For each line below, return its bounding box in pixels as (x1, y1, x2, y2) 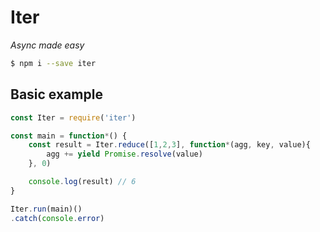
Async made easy (10, 39, 85, 51)
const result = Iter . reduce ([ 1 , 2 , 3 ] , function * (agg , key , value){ (28, 140, 311, 150)
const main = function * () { (10, 131, 128, 141)
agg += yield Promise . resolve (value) (46, 149, 203, 160)
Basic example (10, 86, 103, 103)
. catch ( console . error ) (10, 213, 105, 223)
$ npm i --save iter (10, 58, 97, 68)
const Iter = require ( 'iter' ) (10, 112, 137, 123)
